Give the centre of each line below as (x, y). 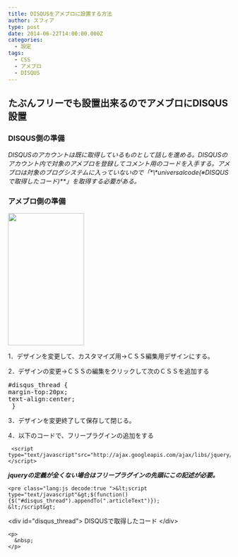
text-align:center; (42, 399)
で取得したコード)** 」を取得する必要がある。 (74, 181)
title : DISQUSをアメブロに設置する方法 (60, 14)
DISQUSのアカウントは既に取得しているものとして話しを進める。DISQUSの (118, 155)
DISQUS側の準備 (36, 138)
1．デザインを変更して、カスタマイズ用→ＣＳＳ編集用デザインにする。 (111, 356)
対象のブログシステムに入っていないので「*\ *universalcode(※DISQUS (127, 173)
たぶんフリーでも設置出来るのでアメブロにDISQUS (118, 103)
